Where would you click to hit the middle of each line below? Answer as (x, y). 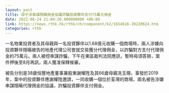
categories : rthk (23, 29)
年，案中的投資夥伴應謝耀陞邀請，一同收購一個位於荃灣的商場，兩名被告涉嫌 (84, 79)
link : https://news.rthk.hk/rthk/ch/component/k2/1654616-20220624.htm (82, 24)
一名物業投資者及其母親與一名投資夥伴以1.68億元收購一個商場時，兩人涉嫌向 (84, 44)
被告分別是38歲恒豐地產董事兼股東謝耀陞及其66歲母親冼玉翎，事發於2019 (82, 73)
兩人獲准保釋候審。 (63, 62)
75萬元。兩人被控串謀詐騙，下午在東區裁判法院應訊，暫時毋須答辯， (85, 56)
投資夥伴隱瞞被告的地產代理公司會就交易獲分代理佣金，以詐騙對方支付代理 (82, 50)
